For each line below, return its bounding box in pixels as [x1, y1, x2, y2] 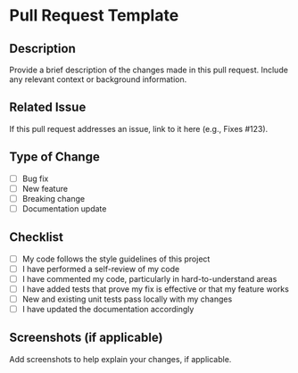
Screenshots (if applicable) [9, 330, 163, 345]
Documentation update [21, 203, 107, 214]
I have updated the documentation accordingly [21, 304, 195, 314]
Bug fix [21, 173, 49, 184]
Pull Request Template [9, 5, 179, 26]
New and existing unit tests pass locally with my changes [21, 294, 233, 304]
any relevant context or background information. [9, 74, 187, 85]
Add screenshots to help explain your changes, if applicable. [9, 353, 232, 364]
